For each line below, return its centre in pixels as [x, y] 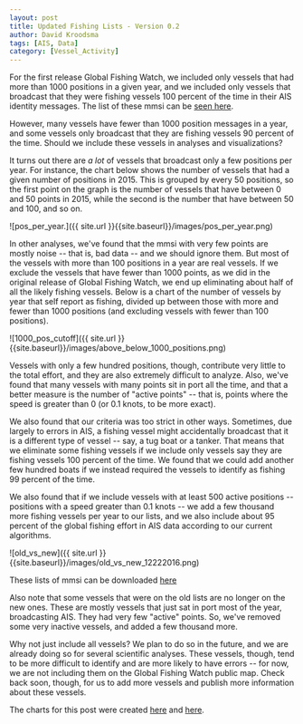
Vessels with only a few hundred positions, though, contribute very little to [148, 366]
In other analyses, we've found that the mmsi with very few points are [139, 244]
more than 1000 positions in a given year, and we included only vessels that [150, 87]
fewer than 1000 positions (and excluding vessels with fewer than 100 [139, 311]
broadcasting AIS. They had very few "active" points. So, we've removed [145, 617]
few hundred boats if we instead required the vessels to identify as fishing [147, 470]
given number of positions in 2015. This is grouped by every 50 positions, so [151, 180]
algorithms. [30, 536]
